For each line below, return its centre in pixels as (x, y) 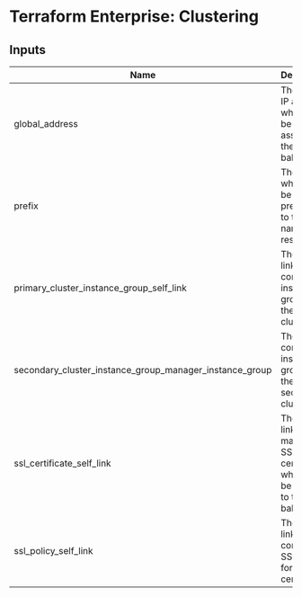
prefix (26, 206)
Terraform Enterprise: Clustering (134, 17)
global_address (46, 124)
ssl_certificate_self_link (62, 463)
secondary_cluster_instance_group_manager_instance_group (143, 370)
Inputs (28, 50)
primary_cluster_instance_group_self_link (100, 288)
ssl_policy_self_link (53, 551)
